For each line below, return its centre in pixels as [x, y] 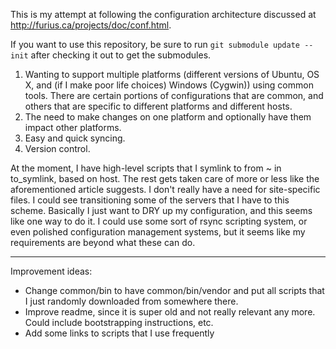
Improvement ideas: [51, 271]
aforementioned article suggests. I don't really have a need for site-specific [165, 189]
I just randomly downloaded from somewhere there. [131, 301]
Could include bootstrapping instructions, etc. [119, 322]
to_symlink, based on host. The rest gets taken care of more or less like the [165, 178]
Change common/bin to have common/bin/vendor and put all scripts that [174, 290]
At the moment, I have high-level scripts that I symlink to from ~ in [146, 168]
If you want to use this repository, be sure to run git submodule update [155, 44]
